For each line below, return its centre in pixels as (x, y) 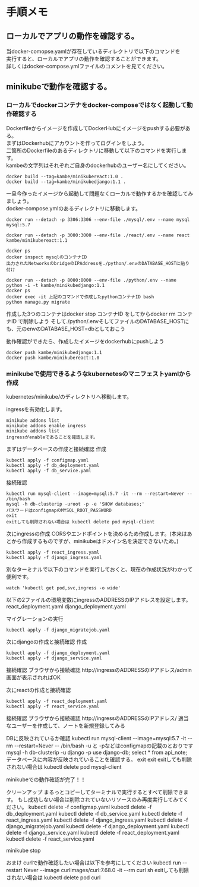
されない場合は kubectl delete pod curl (53, 877)
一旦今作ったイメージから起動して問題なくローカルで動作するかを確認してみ (99, 193)
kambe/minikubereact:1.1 (37, 240)
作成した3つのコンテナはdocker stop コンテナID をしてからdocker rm (91, 314)
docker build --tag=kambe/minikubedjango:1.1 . (66, 182)
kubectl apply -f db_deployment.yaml (53, 465)
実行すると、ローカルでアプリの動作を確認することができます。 (84, 59)
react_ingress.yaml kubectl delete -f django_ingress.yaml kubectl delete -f (97, 820)
